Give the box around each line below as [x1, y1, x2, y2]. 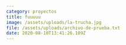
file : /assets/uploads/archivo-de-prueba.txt [6, 25, 120, 31]
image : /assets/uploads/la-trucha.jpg [6, 19, 102, 25]
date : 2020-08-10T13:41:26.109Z [6, 30, 86, 36]
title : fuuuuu [6, 14, 41, 20]
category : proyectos [6, 8, 57, 15]
